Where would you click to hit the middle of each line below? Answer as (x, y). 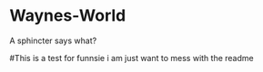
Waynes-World (68, 16)
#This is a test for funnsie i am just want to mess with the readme (131, 58)
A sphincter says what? (53, 40)
